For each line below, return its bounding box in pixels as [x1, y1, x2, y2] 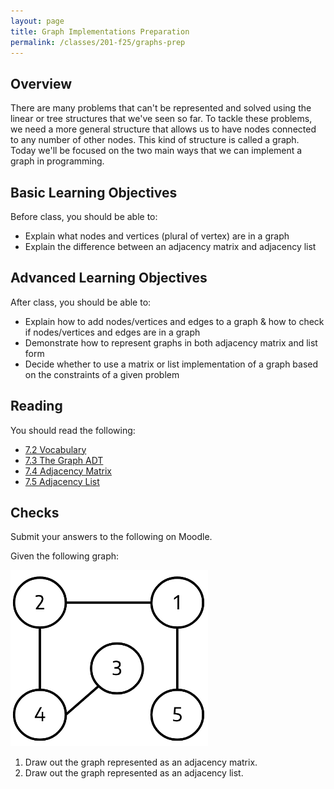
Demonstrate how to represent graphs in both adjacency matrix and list [24, 336, 318, 349]
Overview [10, 75, 73, 92]
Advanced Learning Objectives [10, 270, 208, 287]
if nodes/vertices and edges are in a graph [24, 326, 201, 338]
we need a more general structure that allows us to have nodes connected [10, 123, 317, 135]
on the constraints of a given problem [24, 368, 180, 380]
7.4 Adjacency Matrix [24, 465, 112, 477]
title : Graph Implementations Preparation [10, 26, 190, 37]
